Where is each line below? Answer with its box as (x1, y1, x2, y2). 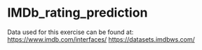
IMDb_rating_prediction (7, 5, 148, 21)
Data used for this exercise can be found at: (7, 28, 134, 36)
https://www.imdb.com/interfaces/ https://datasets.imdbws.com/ (7, 35, 195, 43)
